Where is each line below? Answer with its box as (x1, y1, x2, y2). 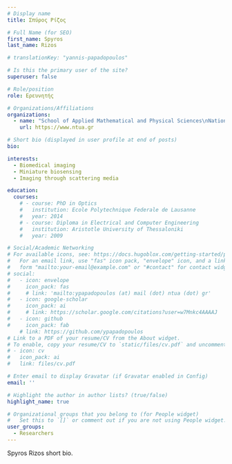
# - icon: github (7, 315, 64, 322)
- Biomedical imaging (13, 162, 76, 169)
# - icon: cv (7, 347, 45, 355)
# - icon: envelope (7, 277, 70, 284)
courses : (13, 194, 39, 201)
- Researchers (13, 430, 54, 437)
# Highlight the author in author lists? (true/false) (7, 391, 168, 398)
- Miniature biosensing (13, 168, 81, 175)
